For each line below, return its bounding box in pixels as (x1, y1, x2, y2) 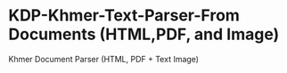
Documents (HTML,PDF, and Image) (8, 24, 280, 45)
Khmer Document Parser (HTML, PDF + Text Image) (8, 53, 200, 64)
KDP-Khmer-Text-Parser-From (8, 5, 240, 26)
